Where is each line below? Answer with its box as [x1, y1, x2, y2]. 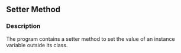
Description [6, 22, 41, 30]
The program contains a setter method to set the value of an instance [6, 35, 176, 43]
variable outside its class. [6, 41, 68, 48]
